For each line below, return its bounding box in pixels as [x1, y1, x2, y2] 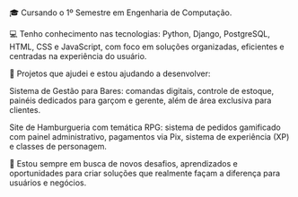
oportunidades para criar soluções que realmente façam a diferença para [9, 168, 281, 178]
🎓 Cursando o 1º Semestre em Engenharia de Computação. [9, 7, 232, 18]
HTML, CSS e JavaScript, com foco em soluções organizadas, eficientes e [9, 41, 285, 52]
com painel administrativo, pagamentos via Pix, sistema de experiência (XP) [9, 132, 290, 141]
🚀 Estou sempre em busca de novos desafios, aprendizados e [9, 158, 238, 168]
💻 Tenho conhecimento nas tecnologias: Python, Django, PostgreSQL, [9, 29, 271, 39]
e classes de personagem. [9, 141, 108, 151]
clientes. [9, 105, 41, 115]
